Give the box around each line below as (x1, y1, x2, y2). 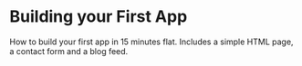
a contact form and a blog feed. (9, 45, 129, 56)
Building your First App (9, 6, 188, 27)
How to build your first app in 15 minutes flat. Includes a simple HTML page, (9, 36, 294, 47)
